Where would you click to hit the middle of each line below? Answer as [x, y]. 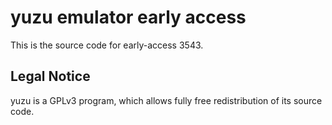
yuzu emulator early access [128, 17]
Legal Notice [50, 76]
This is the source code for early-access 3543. [107, 45]
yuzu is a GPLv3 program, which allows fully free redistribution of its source [166, 100]
